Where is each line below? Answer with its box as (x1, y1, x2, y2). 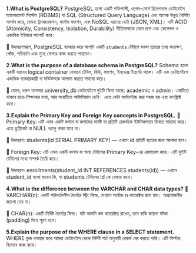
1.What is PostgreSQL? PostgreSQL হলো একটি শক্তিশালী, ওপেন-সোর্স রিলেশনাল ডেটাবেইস (6, 5, 185, 12)
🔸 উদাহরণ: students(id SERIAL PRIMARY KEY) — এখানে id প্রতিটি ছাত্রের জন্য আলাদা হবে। (6, 137, 188, 143)
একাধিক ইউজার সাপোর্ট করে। (6, 32, 56, 38)
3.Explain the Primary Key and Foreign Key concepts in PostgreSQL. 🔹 (6, 112, 181, 119)
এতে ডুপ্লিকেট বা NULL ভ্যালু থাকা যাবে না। (6, 125, 81, 132)
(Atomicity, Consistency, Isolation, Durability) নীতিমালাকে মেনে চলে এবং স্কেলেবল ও (6, 25, 178, 32)
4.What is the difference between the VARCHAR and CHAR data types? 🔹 (6, 185, 188, 192)
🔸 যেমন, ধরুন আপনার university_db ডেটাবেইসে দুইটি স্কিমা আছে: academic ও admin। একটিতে (6, 87, 190, 94)
